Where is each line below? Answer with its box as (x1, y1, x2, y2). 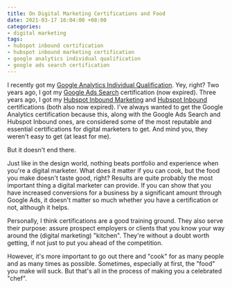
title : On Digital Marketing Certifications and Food (7, 10, 166, 17)
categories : (7, 23, 42, 30)
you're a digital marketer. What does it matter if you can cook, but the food (7, 166, 220, 174)
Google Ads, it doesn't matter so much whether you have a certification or (7, 195, 219, 204)
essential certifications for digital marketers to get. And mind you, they (7, 125, 208, 133)
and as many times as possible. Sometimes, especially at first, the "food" (7, 259, 216, 267)
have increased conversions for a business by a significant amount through (7, 188, 222, 197)
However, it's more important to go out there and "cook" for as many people (7, 252, 224, 260)
